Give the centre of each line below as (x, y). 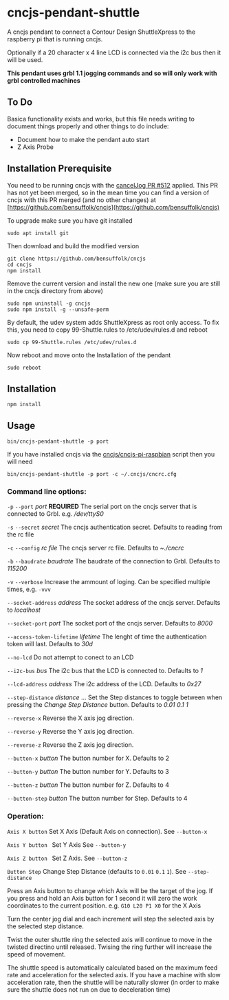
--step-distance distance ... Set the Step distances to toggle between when (115, 697)
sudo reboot (24, 368)
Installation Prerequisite (59, 169)
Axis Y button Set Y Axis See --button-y (67, 844)
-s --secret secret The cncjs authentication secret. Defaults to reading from (115, 527)
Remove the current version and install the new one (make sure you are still (114, 283)
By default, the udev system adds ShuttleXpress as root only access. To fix (113, 322)
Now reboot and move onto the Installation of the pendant (89, 355)
